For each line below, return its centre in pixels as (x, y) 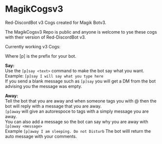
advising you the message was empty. (44, 86)
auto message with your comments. (41, 136)
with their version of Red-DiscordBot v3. (46, 37)
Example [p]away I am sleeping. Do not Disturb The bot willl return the (78, 131)
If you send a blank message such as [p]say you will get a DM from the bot (81, 81)
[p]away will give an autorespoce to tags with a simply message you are (77, 111)
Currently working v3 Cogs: (33, 46)
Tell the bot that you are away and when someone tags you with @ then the (81, 101)
